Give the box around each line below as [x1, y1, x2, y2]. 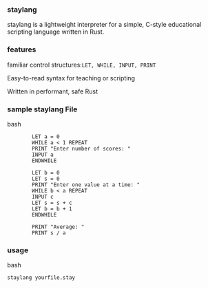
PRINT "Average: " [32, 223, 85, 230]
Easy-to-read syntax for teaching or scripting [7, 74, 136, 82]
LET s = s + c [32, 199, 72, 206]
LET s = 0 [32, 175, 60, 182]
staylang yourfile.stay [7, 274, 76, 281]
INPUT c [32, 193, 54, 200]
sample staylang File [7, 104, 78, 114]
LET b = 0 [32, 169, 60, 176]
